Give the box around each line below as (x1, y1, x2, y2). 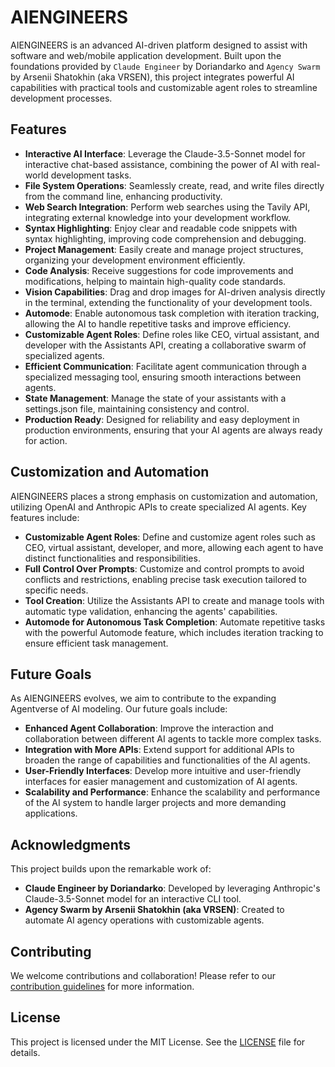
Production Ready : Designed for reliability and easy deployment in (24, 413, 300, 425)
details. (10, 1046, 41, 1058)
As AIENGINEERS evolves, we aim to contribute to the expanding (10, 692, 277, 705)
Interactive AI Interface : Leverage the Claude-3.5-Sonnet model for (24, 147, 306, 160)
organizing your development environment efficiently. (24, 254, 246, 266)
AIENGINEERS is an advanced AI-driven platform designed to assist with (10, 39, 308, 51)
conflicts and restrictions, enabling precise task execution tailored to (24, 573, 307, 585)
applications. (24, 807, 78, 820)
